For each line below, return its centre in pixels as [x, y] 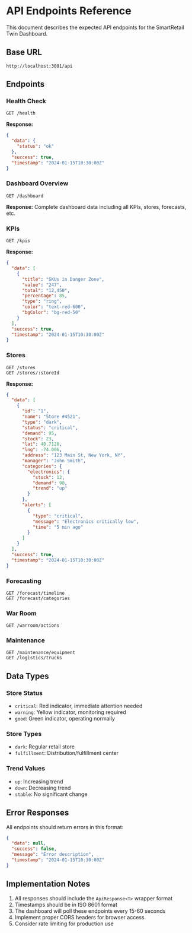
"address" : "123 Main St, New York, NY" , [74, 455]
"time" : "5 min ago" [58, 527]
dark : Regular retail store [45, 747]
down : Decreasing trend [43, 788]
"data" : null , [29, 843]
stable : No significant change [51, 794]
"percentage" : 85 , [44, 296]
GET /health [21, 113]
